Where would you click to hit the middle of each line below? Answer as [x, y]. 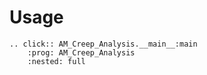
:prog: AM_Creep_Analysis [81, 52]
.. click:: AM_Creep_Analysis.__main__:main [103, 44]
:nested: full [56, 61]
